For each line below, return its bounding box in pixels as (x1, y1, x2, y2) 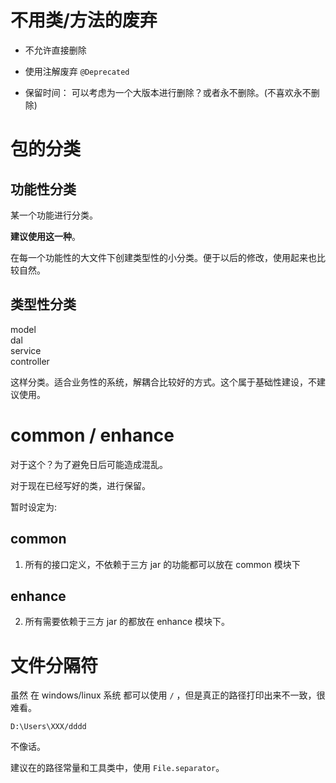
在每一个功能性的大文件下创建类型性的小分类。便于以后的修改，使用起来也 (10, 251, 317, 263)
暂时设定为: (10, 501, 58, 513)
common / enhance (10, 424, 175, 446)
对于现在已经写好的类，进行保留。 (10, 479, 151, 491)
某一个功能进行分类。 (10, 209, 98, 221)
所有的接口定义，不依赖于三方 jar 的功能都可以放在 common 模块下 (24, 558, 301, 570)
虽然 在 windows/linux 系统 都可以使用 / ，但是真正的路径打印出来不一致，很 (10, 689, 326, 701)
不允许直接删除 (24, 44, 87, 56)
